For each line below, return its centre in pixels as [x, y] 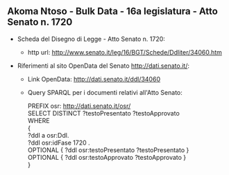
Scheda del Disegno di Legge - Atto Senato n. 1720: [91, 39]
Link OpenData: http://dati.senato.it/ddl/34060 [94, 79]
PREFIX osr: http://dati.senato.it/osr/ [79, 106]
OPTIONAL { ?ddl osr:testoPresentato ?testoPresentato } [108, 150]
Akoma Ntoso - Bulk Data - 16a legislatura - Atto [113, 11]
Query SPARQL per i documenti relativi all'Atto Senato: [105, 92]
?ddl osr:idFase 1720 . [59, 142]
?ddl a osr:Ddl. [48, 135]
